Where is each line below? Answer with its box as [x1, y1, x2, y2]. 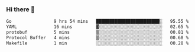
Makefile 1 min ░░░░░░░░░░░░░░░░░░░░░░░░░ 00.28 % [6, 40, 189, 46]
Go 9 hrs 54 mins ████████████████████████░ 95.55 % [6, 19, 189, 25]
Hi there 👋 [6, 5, 35, 13]
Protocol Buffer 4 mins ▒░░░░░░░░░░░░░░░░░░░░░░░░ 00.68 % [6, 34, 189, 40]
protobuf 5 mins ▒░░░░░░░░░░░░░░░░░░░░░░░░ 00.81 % [6, 29, 189, 36]
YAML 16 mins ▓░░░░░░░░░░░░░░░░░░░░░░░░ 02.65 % [6, 24, 189, 30]
